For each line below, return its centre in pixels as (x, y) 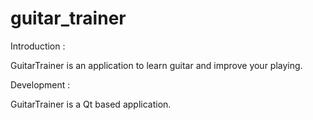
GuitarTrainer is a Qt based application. (91, 104)
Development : (40, 84)
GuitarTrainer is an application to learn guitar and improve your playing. (156, 65)
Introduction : (38, 46)
